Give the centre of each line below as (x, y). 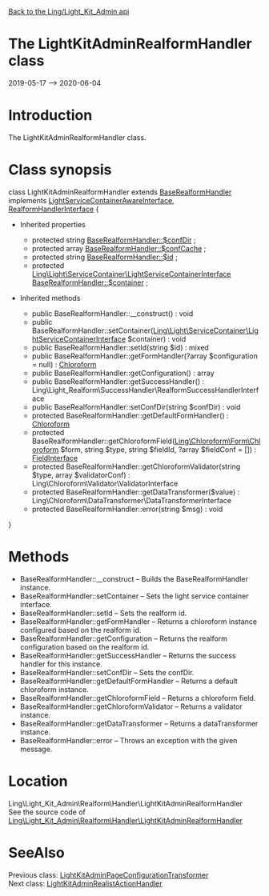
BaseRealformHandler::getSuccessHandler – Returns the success (128, 655)
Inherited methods (50, 298)
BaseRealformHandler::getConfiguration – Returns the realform (124, 638)
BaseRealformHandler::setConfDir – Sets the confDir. (107, 672)
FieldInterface (55, 458)
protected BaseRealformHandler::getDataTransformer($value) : (136, 492)
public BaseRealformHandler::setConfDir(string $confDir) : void (136, 406)
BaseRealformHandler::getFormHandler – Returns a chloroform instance (139, 621)
